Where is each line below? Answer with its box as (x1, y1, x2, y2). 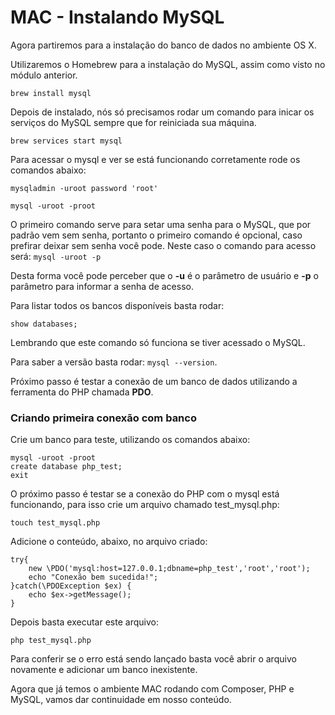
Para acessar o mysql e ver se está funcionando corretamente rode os (10, 153, 301, 165)
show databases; (10, 319, 78, 329)
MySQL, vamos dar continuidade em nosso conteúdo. (10, 694, 232, 706)
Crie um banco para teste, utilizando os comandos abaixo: (10, 434, 251, 446)
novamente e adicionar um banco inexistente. (10, 664, 198, 676)
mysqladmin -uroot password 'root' (10, 183, 159, 193)
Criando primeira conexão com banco (10, 411, 197, 425)
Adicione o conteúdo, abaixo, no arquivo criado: (10, 536, 208, 548)
